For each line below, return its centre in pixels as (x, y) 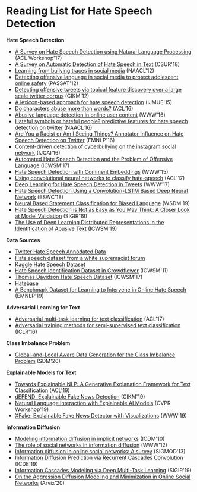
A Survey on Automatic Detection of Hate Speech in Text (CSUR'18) (97, 64)
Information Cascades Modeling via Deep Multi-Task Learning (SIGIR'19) (103, 470)
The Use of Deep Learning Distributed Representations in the (89, 222)
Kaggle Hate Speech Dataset (50, 264)
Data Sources (23, 240)
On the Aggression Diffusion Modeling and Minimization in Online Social (103, 477)
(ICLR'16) (26, 331)
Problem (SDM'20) (38, 361)
